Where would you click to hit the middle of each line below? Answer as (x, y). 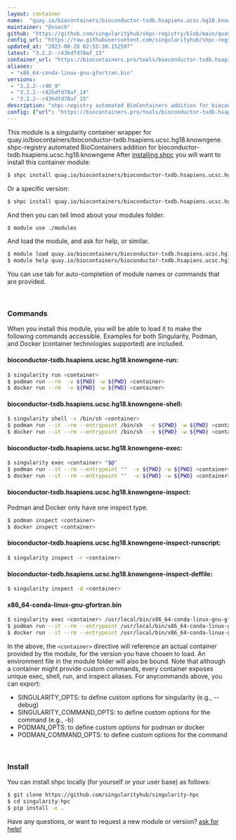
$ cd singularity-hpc (39, 802)
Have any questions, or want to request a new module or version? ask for (113, 821)
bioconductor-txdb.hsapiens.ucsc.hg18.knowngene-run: (93, 360)
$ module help (28, 261)
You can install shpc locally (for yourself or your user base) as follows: (109, 782)
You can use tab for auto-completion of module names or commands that (113, 274)
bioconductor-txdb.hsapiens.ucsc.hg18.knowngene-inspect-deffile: (110, 574)
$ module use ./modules (42, 228)
